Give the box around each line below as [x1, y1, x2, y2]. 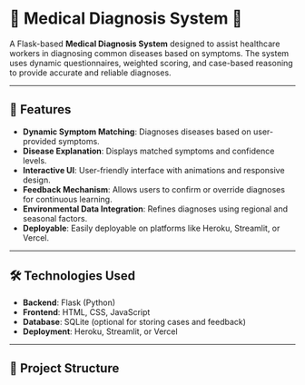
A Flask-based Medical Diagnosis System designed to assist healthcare [9, 38, 280, 49]
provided [22, 135, 57, 146]
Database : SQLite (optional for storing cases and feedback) [22, 316, 247, 327]
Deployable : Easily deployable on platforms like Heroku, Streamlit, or [22, 222, 280, 233]
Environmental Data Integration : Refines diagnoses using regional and [22, 203, 289, 214]
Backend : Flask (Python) [22, 297, 116, 308]
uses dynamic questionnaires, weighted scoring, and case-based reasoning [9, 57, 293, 68]
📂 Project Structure [9, 360, 120, 376]
